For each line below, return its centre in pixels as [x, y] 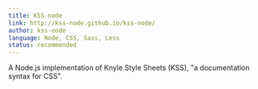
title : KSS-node [35, 15]
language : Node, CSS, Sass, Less [64, 38]
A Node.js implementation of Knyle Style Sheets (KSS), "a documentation [129, 68]
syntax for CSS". [35, 76]
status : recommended [43, 45]
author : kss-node [37, 30]
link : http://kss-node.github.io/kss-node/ [82, 23]
